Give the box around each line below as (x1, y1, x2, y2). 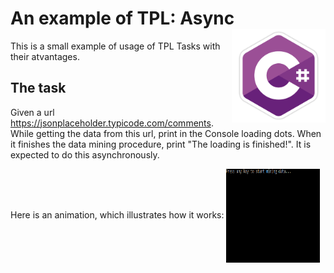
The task (10, 80, 67, 97)
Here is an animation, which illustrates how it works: (10, 208, 225, 221)
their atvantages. (10, 50, 80, 62)
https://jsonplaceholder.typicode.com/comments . (10, 117, 214, 129)
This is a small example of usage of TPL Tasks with (10, 40, 221, 52)
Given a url (10, 106, 55, 118)
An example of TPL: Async (10, 7, 235, 30)
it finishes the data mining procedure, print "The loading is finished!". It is (10, 138, 312, 150)
